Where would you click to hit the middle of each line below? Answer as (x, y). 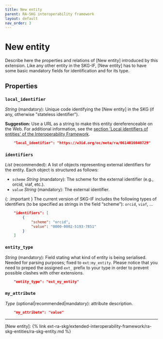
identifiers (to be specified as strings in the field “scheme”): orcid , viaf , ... (79, 204)
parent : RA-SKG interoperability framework (50, 14)
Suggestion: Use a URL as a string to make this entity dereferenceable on (79, 124)
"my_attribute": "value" (39, 312)
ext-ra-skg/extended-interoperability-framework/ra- (99, 326)
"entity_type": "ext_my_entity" (46, 282)
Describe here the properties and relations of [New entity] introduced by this (81, 61)
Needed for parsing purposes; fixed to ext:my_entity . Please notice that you (81, 262)
